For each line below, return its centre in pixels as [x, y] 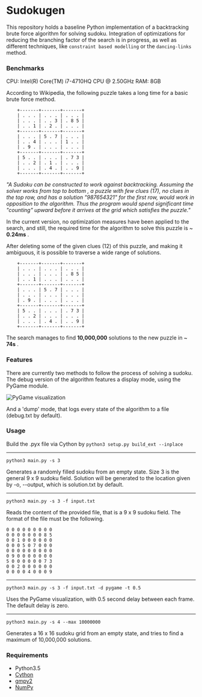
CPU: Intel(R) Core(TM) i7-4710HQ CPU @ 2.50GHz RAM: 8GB [84, 81]
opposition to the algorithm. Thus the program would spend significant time [100, 204]
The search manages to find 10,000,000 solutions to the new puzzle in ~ [97, 338]
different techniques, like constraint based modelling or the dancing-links [99, 46]
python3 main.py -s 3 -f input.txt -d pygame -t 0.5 [74, 588]
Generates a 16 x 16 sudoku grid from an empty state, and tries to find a [95, 633]
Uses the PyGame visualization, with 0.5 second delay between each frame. [100, 599]
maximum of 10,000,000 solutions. [49, 639]
